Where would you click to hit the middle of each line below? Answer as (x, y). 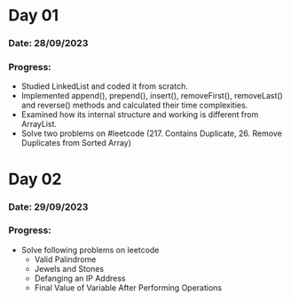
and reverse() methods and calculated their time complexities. (134, 105)
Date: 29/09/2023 (48, 207)
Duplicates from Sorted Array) (76, 143)
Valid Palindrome (65, 259)
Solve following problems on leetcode (90, 250)
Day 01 (34, 16)
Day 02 (35, 179)
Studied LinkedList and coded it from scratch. (104, 86)
